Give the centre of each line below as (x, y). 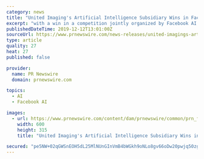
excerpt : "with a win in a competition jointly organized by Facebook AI (102, 23)
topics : (16, 91)
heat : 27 (17, 52)
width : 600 (31, 124)
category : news (25, 12)
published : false (28, 57)
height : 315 (32, 130)
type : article (24, 40)
